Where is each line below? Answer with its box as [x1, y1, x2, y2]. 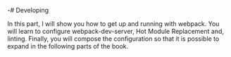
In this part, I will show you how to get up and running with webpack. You [7, 20, 220, 27]
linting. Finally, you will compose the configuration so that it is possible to [7, 34, 220, 43]
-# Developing [7, 6, 49, 14]
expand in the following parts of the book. [7, 42, 129, 50]
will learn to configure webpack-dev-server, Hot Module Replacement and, [7, 27, 224, 35]
